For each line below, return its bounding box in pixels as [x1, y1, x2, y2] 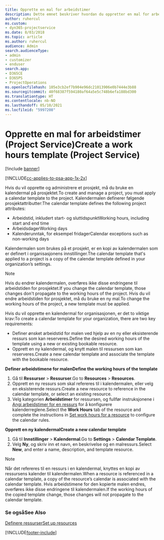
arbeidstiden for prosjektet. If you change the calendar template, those [5, 285, 146, 291]
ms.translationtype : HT [5, 94, 54, 99]
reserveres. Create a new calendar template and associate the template [12, 351, 155, 357]
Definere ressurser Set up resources [5, 520, 77, 526]
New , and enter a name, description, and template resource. [12, 446, 134, 452]
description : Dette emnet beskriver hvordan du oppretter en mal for [5, 12, 150, 17]
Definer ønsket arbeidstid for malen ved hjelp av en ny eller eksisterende [12, 330, 159, 336]
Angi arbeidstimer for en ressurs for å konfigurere [12, 401, 112, 407]
